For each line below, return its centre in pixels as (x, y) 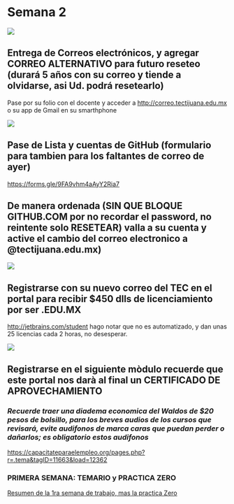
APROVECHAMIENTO (55, 391)
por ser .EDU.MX (44, 309)
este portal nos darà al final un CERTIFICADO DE (114, 380)
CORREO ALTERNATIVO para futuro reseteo (104, 64)
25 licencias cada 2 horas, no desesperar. (67, 334)
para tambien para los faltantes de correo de (106, 156)
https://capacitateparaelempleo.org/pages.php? (76, 452)
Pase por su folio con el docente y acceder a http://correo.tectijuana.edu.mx (117, 103)
